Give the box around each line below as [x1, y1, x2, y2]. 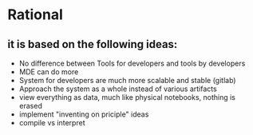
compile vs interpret [18, 118, 85, 127]
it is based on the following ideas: [7, 38, 178, 51]
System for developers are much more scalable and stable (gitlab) [18, 76, 236, 85]
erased [18, 101, 43, 110]
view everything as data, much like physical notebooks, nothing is [18, 93, 236, 101]
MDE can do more [18, 67, 79, 77]
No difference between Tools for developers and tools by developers [18, 58, 246, 68]
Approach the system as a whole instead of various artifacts [18, 84, 217, 93]
